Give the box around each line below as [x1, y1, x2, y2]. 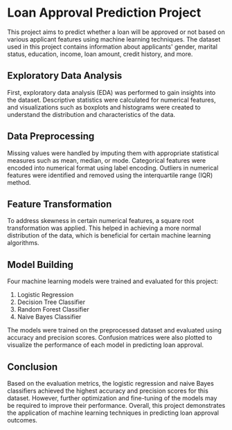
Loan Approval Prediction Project [7, 5, 202, 21]
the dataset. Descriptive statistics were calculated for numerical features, [7, 96, 216, 104]
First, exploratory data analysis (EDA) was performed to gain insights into [7, 88, 216, 96]
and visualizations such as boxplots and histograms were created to [7, 102, 201, 111]
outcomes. [7, 416, 38, 424]
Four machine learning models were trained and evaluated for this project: [7, 277, 218, 285]
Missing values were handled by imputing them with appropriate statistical [7, 149, 220, 157]
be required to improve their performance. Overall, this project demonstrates [7, 402, 226, 409]
